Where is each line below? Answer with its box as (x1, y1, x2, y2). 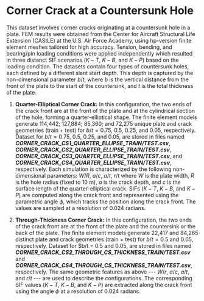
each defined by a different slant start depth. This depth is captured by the (6, 69, 194, 76)
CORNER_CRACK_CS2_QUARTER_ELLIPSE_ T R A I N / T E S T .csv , (15, 146, 172, 153)
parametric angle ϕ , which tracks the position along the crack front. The (15, 198, 196, 205)
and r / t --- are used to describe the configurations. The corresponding (15, 274, 193, 281)
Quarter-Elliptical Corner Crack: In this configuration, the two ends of (15, 100, 192, 107)
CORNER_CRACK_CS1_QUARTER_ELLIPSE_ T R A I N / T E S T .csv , (15, 139, 171, 147)
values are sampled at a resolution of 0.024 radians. (15, 204, 146, 211)
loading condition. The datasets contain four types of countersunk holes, (6, 62, 189, 70)
